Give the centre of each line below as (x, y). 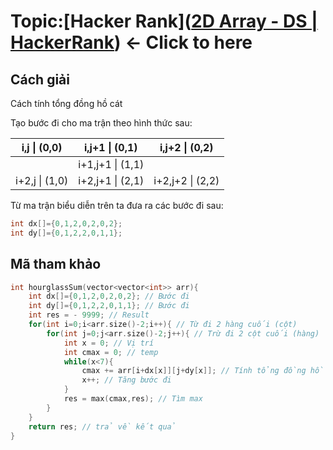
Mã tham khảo (56, 264)
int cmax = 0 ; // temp (111, 352)
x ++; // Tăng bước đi (126, 380)
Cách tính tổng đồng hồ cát (66, 103)
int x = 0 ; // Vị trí (109, 343)
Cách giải (40, 79)
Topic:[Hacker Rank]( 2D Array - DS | (164, 21)
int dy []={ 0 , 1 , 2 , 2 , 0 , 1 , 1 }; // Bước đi (109, 306)
